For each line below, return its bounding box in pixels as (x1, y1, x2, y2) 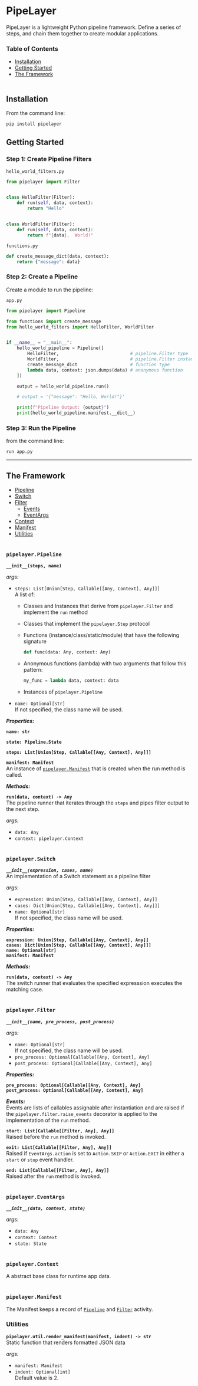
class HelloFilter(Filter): (6, 195, 75, 201)
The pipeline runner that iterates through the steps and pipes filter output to (6, 799, 190, 806)
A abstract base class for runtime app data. (6, 1273, 111, 1280)
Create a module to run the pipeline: (6, 286, 94, 293)
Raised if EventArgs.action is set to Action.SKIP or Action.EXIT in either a (6, 1149, 184, 1157)
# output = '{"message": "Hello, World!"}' (16, 394, 126, 400)
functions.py (6, 243, 38, 249)
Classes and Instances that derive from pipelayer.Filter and (23, 603, 173, 610)
